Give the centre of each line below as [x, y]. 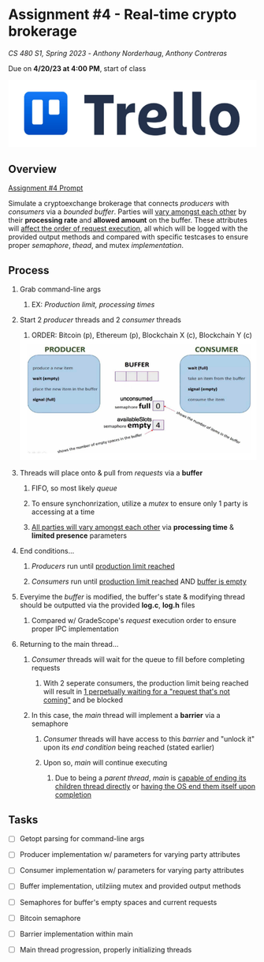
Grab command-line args [60, 289]
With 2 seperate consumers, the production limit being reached [146, 683]
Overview [33, 169]
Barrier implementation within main [76, 934]
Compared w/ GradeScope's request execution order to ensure [134, 621]
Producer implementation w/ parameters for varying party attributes [130, 855]
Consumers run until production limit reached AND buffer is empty [139, 581]
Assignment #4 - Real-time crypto [123, 15]
